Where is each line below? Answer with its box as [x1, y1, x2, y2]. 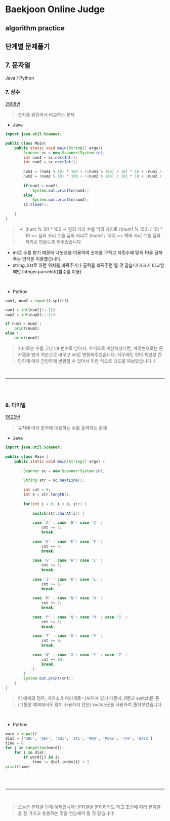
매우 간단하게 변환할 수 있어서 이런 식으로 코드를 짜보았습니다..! [31, 358, 155, 364]
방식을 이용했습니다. [22, 256, 62, 262]
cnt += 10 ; [41, 657, 65, 662]
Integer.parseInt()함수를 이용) [22, 268, 82, 274]
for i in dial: [14, 750, 47, 755]
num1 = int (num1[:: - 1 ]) [5, 307, 56, 312]
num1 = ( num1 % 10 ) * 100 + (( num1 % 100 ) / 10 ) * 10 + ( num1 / [23, 169, 162, 174]
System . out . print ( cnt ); [23, 676, 73, 681]
